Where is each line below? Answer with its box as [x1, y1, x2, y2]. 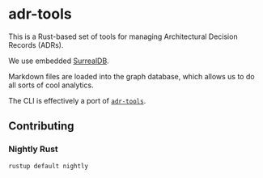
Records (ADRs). [8, 40, 64, 49]
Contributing [8, 119, 74, 133]
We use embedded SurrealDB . [8, 56, 109, 66]
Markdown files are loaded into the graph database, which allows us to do [8, 71, 255, 81]
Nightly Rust [8, 143, 58, 155]
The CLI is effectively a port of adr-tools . [8, 95, 146, 105]
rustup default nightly [8, 162, 89, 170]
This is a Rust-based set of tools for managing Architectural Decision [8, 32, 238, 41]
